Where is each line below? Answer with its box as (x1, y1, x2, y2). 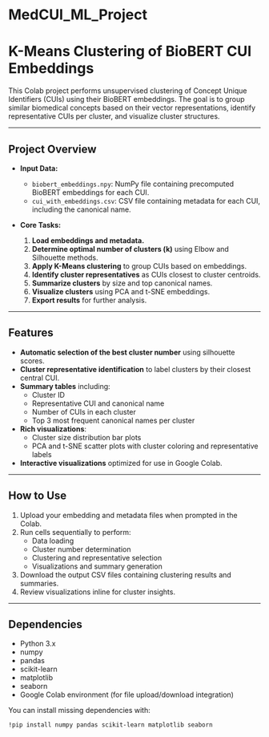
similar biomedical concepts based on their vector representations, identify (8, 103, 256, 113)
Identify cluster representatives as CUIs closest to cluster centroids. (31, 269, 261, 279)
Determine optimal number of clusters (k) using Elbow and (31, 244, 230, 253)
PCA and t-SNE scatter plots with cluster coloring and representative (31, 441, 259, 451)
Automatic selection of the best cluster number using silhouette (19, 347, 235, 357)
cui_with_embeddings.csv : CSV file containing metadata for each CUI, (31, 196, 261, 205)
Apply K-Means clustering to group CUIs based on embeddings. (31, 261, 247, 270)
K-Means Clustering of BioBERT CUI (8, 43, 252, 61)
